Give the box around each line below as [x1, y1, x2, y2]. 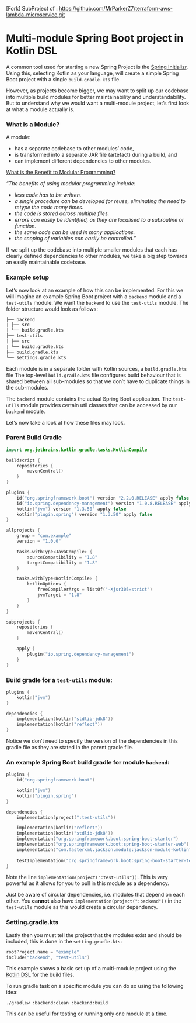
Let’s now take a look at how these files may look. [6, 419, 125, 426]
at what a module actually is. [6, 105, 75, 113]
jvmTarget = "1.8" [37, 592, 82, 598]
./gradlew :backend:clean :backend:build [6, 1000, 108, 1006]
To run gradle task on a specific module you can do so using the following [6, 983, 184, 990]
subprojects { [6, 619, 41, 625]
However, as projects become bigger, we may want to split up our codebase [6, 87, 189, 94]
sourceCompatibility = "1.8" [27, 554, 98, 560]
